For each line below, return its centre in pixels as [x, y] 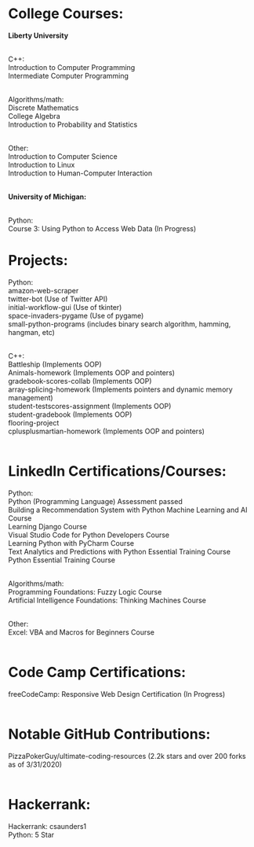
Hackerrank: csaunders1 [47, 826]
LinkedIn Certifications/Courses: [117, 471]
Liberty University [38, 35]
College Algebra [34, 116]
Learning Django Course [48, 526]
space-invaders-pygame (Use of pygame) [76, 315]
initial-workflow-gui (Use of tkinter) [65, 307]
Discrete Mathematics [44, 108]
